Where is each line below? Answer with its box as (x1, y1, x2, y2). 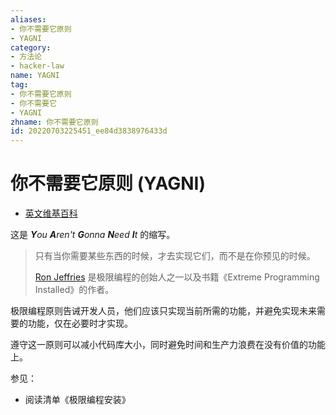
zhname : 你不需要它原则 (10, 117, 99, 127)
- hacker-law (10, 61, 65, 71)
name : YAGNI (10, 71, 60, 81)
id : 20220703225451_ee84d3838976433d (10, 126, 168, 136)
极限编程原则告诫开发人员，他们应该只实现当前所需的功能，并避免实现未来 (10, 305, 317, 317)
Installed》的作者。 (34, 284, 115, 296)
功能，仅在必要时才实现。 (27, 317, 133, 330)
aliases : (10, 14, 47, 25)
